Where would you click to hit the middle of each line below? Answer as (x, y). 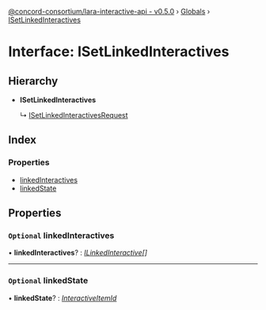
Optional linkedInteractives (61, 235)
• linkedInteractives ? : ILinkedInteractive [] (78, 253)
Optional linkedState (48, 281)
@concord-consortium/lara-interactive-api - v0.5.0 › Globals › (109, 11)
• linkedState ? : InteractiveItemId (63, 298)
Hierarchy (33, 81)
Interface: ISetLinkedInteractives (119, 52)
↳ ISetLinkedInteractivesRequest (74, 115)
